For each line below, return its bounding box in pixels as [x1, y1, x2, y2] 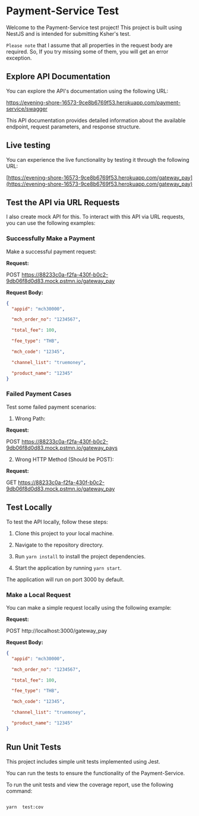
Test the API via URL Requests [6, 197, 120, 208]
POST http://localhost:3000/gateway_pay [6, 627, 108, 634]
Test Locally [6, 503, 52, 513]
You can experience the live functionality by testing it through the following [6, 156, 189, 163]
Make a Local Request [6, 591, 71, 599]
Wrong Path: [14, 415, 46, 422]
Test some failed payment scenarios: [6, 403, 97, 410]
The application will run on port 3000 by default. [6, 576, 125, 583]
